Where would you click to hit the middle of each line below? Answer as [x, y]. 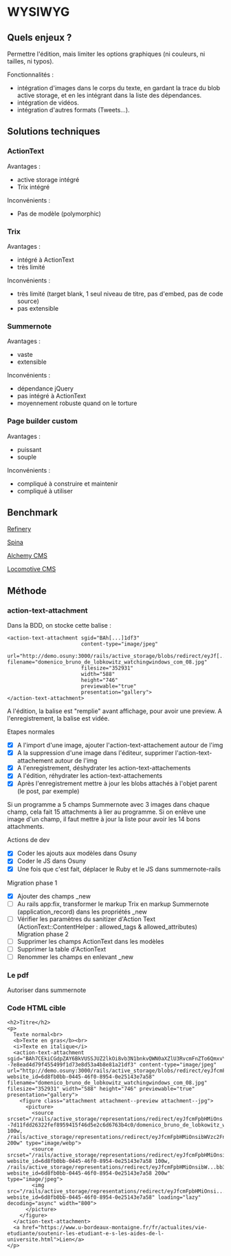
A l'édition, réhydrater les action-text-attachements [90, 776]
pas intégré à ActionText [52, 396]
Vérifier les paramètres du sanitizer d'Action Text [86, 919]
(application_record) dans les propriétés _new [82, 912]
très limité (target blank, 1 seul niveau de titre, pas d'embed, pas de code [120, 294]
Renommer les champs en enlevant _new [75, 957]
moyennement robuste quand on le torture [77, 403]
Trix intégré [33, 187]
